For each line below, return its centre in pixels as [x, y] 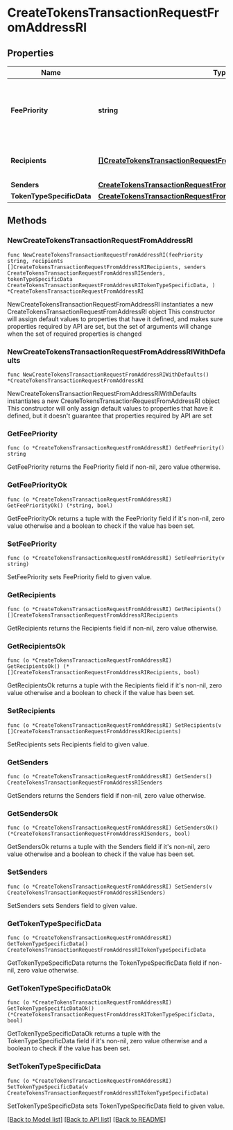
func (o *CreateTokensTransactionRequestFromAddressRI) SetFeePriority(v [116, 558]
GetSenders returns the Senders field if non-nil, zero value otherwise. [107, 796]
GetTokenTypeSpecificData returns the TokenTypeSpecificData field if [107, 963]
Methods [27, 221]
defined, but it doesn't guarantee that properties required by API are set [110, 416]
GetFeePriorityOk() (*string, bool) [60, 505]
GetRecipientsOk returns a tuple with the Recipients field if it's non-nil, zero [115, 685]
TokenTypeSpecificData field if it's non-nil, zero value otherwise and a [107, 1041]
